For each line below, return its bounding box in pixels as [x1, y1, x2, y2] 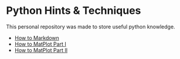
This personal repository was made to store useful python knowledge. [6, 23, 175, 30]
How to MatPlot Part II [14, 46, 68, 53]
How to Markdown [14, 34, 60, 41]
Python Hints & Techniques [6, 4, 141, 17]
